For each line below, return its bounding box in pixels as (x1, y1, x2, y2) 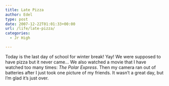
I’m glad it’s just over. (5, 75, 49, 81)
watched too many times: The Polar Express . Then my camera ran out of (5, 64, 156, 70)
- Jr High (10, 36, 30, 41)
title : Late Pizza (5, 7, 44, 13)
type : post (5, 17, 28, 22)
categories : (5, 31, 30, 36)
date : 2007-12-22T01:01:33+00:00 (5, 21, 76, 27)
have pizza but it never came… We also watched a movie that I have (5, 59, 146, 65)
